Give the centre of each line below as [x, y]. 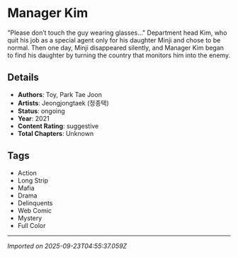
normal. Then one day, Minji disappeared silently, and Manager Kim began [116, 47]
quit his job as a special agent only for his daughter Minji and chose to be [114, 40]
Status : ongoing [41, 110]
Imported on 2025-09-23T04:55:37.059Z [67, 246]
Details [23, 78]
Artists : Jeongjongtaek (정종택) [63, 103]
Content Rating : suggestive [58, 126]
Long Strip [33, 180]
